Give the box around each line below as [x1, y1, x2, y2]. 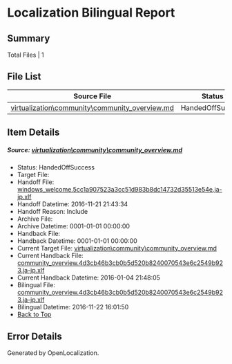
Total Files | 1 [7, 51, 44, 59]
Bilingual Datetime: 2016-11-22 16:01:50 [17, 303, 129, 311]
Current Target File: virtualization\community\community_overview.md [17, 244, 217, 253]
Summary [7, 33, 50, 44]
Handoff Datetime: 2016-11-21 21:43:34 [17, 200, 128, 208]
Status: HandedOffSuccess [17, 163, 95, 172]
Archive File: [17, 215, 53, 223]
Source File [73, 91, 112, 101]
